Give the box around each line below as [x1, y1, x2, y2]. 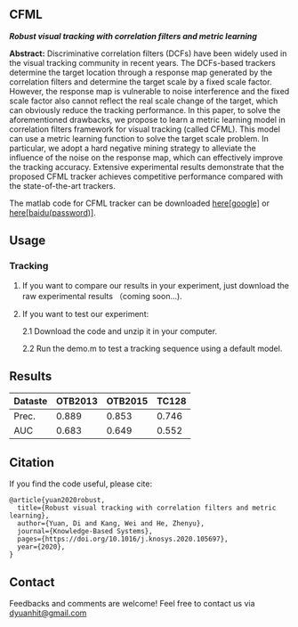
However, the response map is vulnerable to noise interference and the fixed [9, 85, 290, 96]
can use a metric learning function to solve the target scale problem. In [9, 133, 270, 143]
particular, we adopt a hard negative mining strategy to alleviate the [9, 142, 256, 153]
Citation [9, 454, 55, 470]
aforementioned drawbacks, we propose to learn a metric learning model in [9, 114, 286, 125]
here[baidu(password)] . [9, 207, 96, 217]
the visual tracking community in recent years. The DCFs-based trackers [9, 57, 276, 68]
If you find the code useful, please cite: [9, 478, 153, 489]
